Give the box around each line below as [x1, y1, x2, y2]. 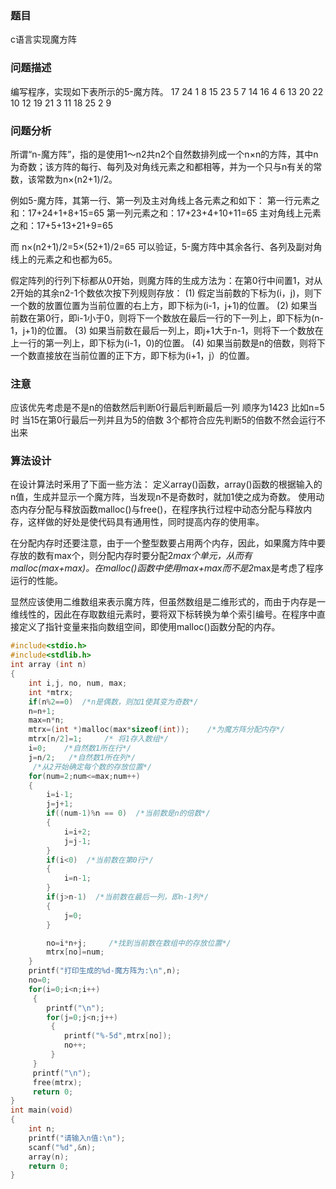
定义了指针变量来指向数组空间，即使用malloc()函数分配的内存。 [18, 621, 281, 633]
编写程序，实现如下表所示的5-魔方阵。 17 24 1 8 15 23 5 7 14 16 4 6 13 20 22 [10, 85, 324, 97]
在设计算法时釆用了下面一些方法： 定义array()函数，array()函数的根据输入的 [10, 478, 323, 491]
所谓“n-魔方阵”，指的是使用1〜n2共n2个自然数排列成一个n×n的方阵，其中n [10, 148, 319, 160]
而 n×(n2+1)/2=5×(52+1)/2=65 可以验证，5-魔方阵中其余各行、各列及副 [10, 240, 305, 252]
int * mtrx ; [28, 687, 74, 697]
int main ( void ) [10, 1105, 74, 1116]
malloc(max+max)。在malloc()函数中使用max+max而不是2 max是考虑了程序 [10, 562, 324, 574]
